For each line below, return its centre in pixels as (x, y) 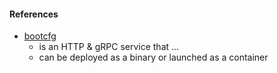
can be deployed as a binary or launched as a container (153, 57)
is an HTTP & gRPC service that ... (109, 47)
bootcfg (40, 36)
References (34, 14)
